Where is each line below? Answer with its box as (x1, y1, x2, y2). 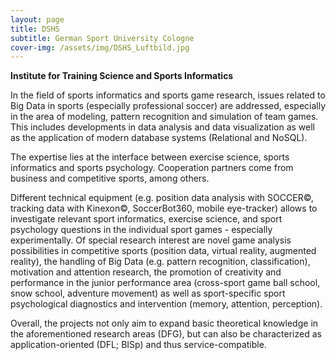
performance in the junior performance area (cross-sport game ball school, (10, 277, 321, 289)
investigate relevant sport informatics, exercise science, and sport (10, 213, 283, 225)
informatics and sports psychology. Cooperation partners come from (10, 162, 294, 174)
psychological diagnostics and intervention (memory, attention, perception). (10, 298, 323, 310)
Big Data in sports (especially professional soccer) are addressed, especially (10, 100, 327, 112)
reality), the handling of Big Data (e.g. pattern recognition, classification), (10, 256, 311, 268)
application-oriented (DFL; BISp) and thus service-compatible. (10, 339, 267, 351)
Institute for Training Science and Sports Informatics (10, 70, 234, 82)
